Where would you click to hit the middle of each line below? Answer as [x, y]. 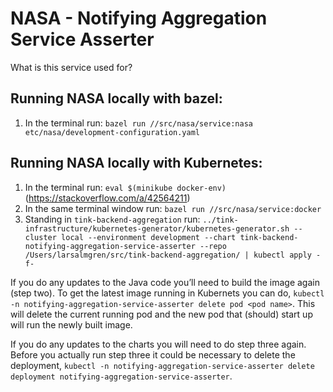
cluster [40, 237]
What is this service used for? [71, 67]
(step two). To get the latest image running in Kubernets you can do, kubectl [167, 293]
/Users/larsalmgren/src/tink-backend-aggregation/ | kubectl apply [168, 255]
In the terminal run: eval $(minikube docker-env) [125, 187]
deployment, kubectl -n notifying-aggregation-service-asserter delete [162, 365]
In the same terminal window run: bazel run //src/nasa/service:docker [173, 208]
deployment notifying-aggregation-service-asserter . [121, 376]
